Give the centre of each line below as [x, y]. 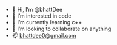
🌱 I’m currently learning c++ [47, 22]
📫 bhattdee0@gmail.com [44, 36]
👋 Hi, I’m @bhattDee [37, 9]
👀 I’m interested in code [42, 16]
